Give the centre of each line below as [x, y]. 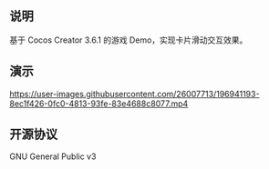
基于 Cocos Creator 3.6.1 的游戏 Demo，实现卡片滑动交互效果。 [129, 40]
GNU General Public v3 [53, 156]
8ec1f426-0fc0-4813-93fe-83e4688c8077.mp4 [99, 104]
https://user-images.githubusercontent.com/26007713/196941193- [134, 94]
